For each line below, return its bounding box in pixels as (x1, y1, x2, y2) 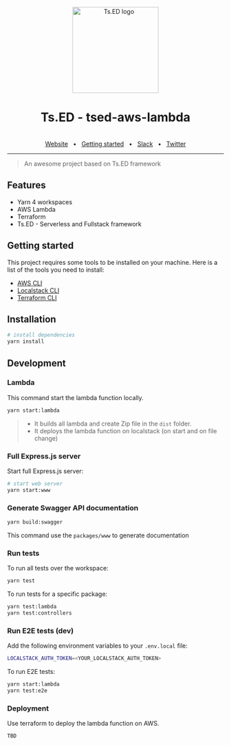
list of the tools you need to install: (7, 266, 104, 274)
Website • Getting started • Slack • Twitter (45, 139, 186, 148)
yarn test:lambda (7, 604, 57, 610)
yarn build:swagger (7, 519, 63, 526)
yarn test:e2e (7, 687, 48, 694)
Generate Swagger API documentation (7, 503, 139, 513)
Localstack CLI (16, 286, 60, 295)
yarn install (7, 338, 45, 345)
